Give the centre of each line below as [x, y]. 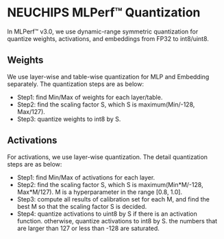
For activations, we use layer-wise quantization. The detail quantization [107, 157]
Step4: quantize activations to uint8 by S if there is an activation [107, 214]
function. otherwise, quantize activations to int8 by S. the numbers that [117, 221]
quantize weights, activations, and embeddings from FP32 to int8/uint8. [108, 38]
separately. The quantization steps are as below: [75, 84]
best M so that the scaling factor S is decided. [82, 206]
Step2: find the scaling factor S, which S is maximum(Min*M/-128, [110, 184]
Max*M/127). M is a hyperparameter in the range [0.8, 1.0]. [100, 192]
